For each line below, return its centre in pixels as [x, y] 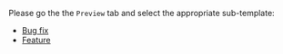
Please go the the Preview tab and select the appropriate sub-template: [141, 13]
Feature [36, 40]
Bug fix [35, 30]
